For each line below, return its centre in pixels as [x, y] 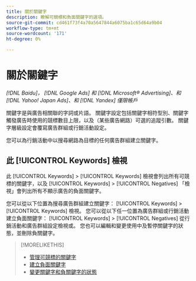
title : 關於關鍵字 [27, 12]
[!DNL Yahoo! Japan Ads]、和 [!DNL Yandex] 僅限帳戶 [72, 100]
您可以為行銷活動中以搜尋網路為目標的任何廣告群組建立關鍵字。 [84, 140]
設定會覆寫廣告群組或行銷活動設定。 [66, 127]
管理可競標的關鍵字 [53, 257]
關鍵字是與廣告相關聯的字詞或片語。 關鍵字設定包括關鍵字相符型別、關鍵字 [97, 112]
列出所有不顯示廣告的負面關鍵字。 [63, 190]
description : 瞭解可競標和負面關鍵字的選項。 [56, 17]
